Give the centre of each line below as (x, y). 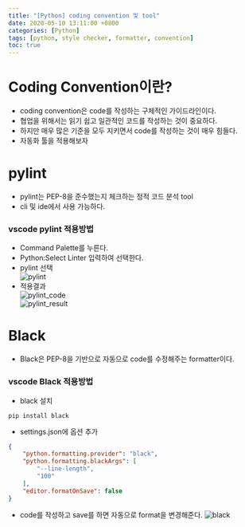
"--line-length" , (65, 469)
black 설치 (36, 400)
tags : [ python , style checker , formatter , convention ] (101, 38)
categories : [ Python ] (44, 30)
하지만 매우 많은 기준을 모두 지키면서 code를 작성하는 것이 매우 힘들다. (128, 131)
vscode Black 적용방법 (51, 382)
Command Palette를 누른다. (64, 248)
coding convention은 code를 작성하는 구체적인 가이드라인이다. (118, 111)
